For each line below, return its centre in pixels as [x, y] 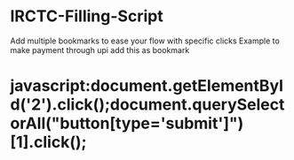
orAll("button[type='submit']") [127, 123]
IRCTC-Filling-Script [87, 16]
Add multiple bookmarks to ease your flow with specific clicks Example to [145, 41]
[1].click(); [48, 142]
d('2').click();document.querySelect [147, 105]
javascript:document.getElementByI [147, 86]
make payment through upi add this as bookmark [100, 50]
